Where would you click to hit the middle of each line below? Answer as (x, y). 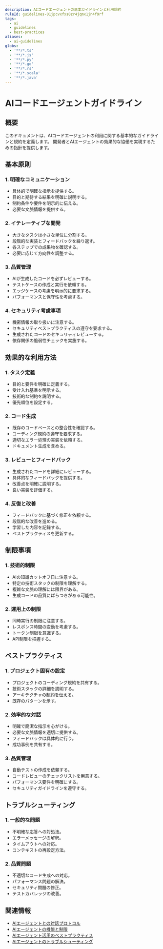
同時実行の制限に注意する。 (40, 621)
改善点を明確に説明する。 (38, 484)
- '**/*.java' (24, 78)
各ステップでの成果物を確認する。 (46, 247)
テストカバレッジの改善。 (38, 894)
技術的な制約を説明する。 (38, 396)
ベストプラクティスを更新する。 (44, 533)
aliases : (14, 37)
